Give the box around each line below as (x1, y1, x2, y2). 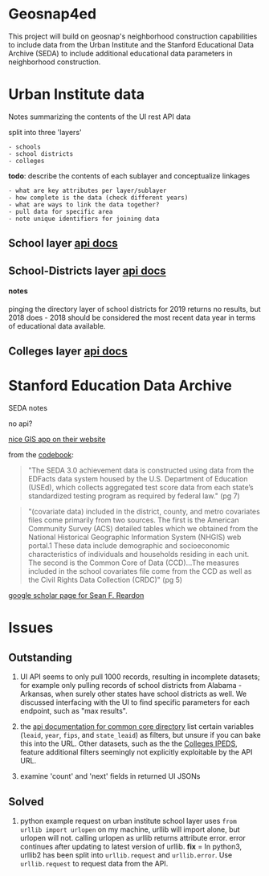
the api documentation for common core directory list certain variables (19, 722, 255, 731)
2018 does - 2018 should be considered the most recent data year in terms (8, 313, 255, 322)
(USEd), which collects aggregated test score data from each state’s (27, 483, 255, 493)
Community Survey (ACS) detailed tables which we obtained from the (27, 524, 259, 534)
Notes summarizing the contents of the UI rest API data (8, 112, 191, 121)
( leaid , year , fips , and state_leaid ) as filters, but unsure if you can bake (19, 731, 261, 740)
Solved (8, 795, 44, 808)
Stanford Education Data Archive (8, 377, 233, 395)
